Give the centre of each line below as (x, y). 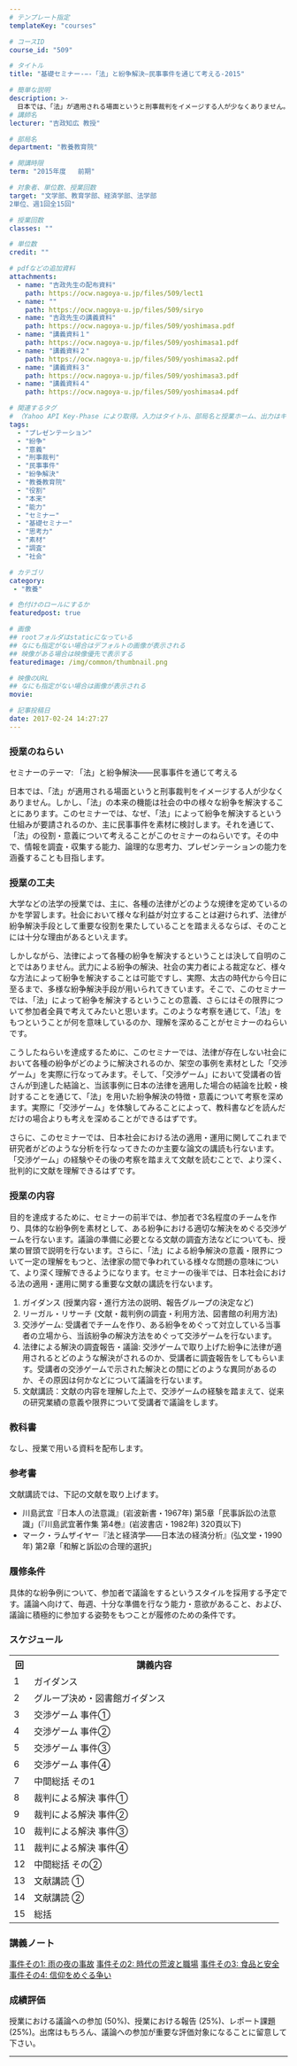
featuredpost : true (45, 613)
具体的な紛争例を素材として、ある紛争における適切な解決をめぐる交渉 (152, 1228)
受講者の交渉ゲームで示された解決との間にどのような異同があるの (156, 1368)
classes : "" (31, 228)
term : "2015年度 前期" (52, 172)
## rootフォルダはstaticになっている (71, 637)
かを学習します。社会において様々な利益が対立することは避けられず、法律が (148, 915)
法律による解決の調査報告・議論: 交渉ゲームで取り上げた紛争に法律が (148, 1346)
